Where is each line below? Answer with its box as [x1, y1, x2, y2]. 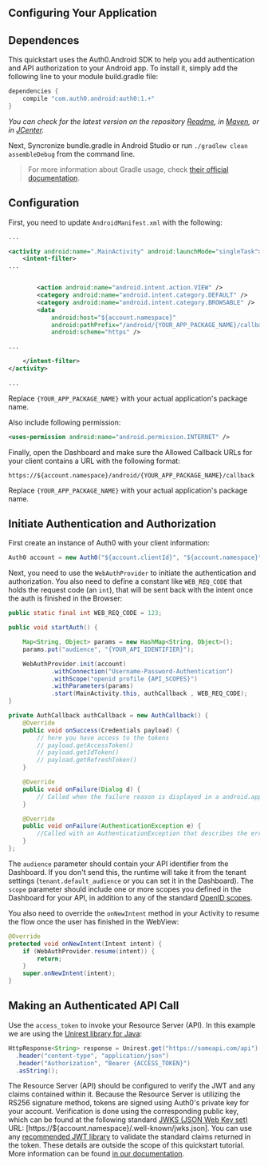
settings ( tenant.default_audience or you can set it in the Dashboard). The [8, 876, 254, 885]
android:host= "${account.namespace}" [50, 313, 177, 321]
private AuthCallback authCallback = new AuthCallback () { [8, 712, 209, 720]
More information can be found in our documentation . [8, 1149, 185, 1159]
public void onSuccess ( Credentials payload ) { [22, 726, 180, 734]
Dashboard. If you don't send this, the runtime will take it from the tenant [8, 867, 247, 876]
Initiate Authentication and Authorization [8, 517, 217, 531]
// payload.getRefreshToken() [37, 756, 137, 765]
